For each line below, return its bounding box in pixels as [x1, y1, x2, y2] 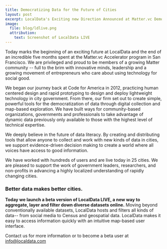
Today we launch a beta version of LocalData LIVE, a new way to [5, 197, 141, 203]
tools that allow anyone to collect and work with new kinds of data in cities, [5, 136, 159, 142]
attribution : [9, 30, 37, 35]
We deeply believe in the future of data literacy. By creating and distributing [5, 131, 160, 137]
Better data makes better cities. [5, 185, 83, 192]
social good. [5, 75, 31, 81]
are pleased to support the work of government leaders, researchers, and [5, 162, 156, 168]
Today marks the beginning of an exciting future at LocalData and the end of [5, 48, 162, 55]
